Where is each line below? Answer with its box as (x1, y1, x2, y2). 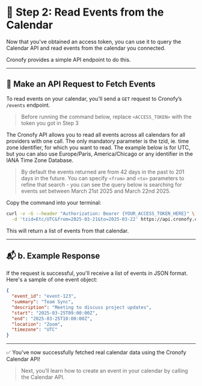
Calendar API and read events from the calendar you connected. (6, 44, 166, 52)
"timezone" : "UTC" (11, 327, 58, 333)
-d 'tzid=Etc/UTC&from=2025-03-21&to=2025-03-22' (11, 216, 138, 222)
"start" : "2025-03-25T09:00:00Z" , (11, 310, 98, 316)
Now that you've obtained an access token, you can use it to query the (6, 38, 182, 45)
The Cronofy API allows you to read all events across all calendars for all (6, 131, 186, 138)
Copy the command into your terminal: (6, 199, 102, 206)
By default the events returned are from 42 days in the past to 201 (20, 168, 185, 175)
